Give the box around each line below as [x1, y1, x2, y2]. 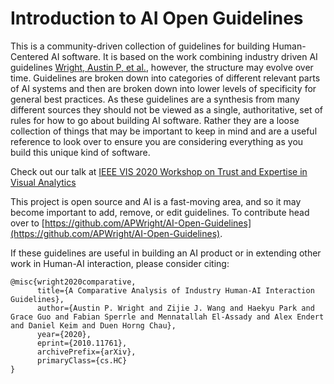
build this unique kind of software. [10, 146, 151, 158]
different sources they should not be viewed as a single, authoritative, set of [10, 103, 323, 116]
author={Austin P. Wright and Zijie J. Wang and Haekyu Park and [36, 303, 315, 313]
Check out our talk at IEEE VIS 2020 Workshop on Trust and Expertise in [10, 165, 308, 177]
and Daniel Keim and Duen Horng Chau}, [10, 320, 177, 331]
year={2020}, [36, 329, 92, 339]
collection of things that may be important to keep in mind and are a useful [10, 125, 318, 137]
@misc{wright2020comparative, [10, 277, 137, 287]
